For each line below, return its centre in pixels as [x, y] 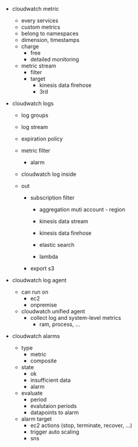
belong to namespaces [50, 33]
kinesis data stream [64, 221]
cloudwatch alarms [36, 336]
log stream [35, 127]
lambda [49, 257]
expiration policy [42, 139]
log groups [35, 115]
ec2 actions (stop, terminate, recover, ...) [81, 425]
